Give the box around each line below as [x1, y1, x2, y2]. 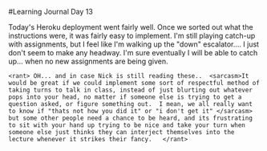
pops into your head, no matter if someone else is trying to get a [8, 93, 242, 101]
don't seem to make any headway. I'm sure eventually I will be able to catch [8, 48, 258, 57]
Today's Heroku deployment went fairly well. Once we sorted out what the [8, 22, 254, 31]
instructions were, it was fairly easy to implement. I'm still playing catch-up [8, 31, 256, 40]
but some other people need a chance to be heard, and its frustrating [8, 114, 253, 122]
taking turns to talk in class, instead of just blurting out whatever [8, 86, 253, 94]
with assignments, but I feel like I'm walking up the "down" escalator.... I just [8, 39, 259, 49]
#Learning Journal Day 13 [8, 7, 94, 16]
